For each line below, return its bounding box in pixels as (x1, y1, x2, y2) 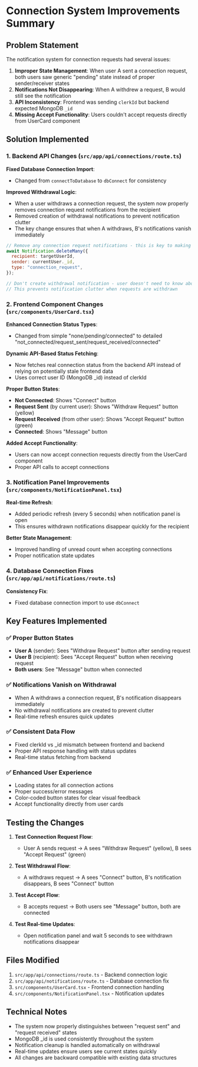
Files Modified (6, 956, 60, 966)
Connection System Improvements (6, 4, 180, 18)
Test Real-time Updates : (14, 920, 75, 927)
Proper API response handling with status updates (14, 747, 137, 754)
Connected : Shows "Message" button (14, 428, 108, 435)
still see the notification (14, 93, 72, 99)
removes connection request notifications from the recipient (14, 206, 161, 213)
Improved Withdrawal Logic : (6, 188, 77, 195)
